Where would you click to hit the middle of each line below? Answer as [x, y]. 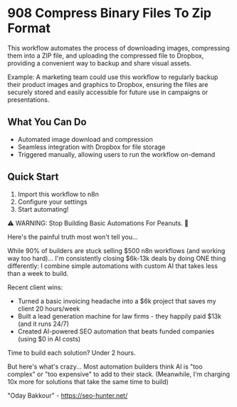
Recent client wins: [35, 287]
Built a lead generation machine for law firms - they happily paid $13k [120, 316]
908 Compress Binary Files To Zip [110, 13]
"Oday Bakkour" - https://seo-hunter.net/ [68, 395]
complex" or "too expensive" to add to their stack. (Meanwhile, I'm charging [118, 374]
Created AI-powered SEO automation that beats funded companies [116, 331]
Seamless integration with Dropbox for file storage [91, 147]
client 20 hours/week [49, 309]
